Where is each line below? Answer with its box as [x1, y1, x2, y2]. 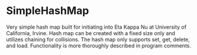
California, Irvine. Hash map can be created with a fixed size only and [6, 29, 176, 36]
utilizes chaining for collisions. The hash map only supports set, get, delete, [6, 36, 190, 43]
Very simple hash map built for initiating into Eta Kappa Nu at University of [6, 23, 187, 30]
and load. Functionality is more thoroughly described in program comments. [6, 42, 191, 49]
